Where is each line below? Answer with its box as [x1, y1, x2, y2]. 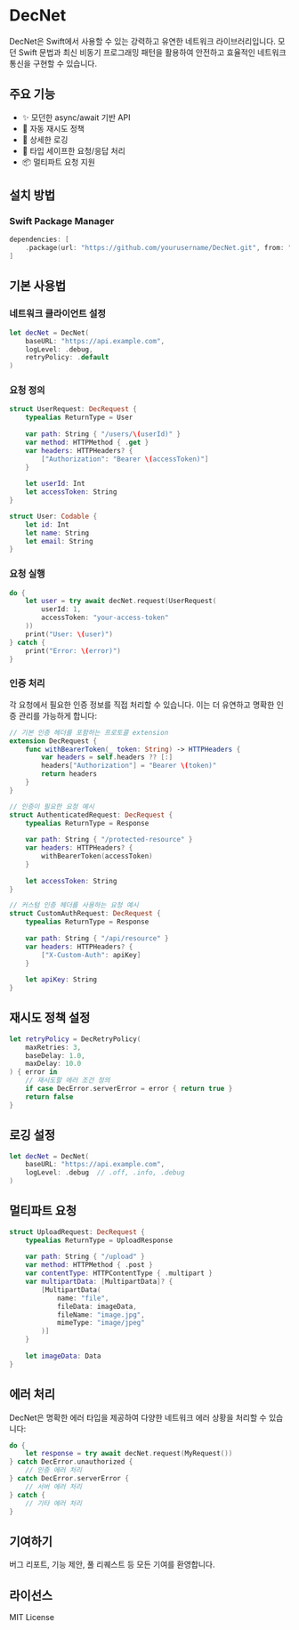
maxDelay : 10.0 [25, 1060, 82, 1069]
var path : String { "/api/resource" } [25, 933, 169, 943]
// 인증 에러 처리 [25, 1465, 83, 1475]
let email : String [25, 537, 93, 545]
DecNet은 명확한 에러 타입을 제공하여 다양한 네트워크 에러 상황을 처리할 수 [9, 1412, 267, 1423]
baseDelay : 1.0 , [25, 1051, 86, 1060]
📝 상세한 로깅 [21, 134, 69, 145]
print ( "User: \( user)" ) [25, 629, 114, 639]
